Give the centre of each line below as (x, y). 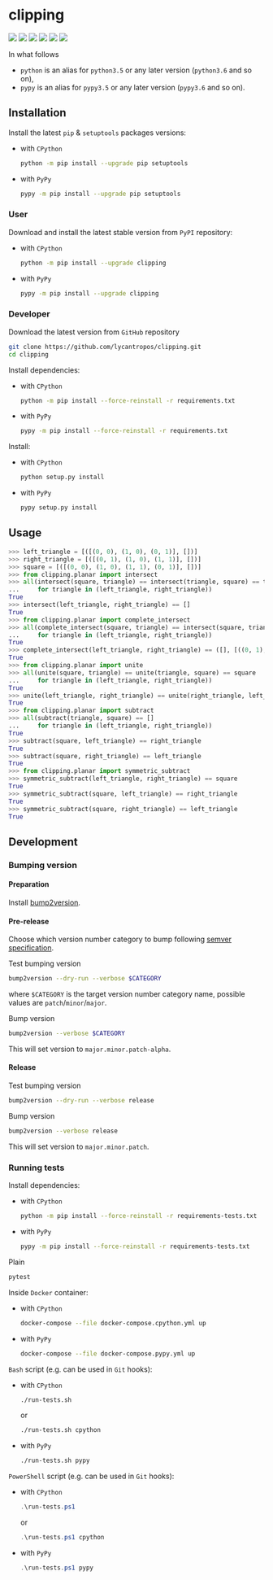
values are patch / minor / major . (58, 1003)
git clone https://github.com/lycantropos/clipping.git (105, 347)
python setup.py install (62, 478)
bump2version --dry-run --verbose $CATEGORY (85, 979)
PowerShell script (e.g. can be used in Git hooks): (91, 1476)
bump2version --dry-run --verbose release (81, 1101)
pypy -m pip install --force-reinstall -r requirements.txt (124, 431)
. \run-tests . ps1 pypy (57, 1568)
